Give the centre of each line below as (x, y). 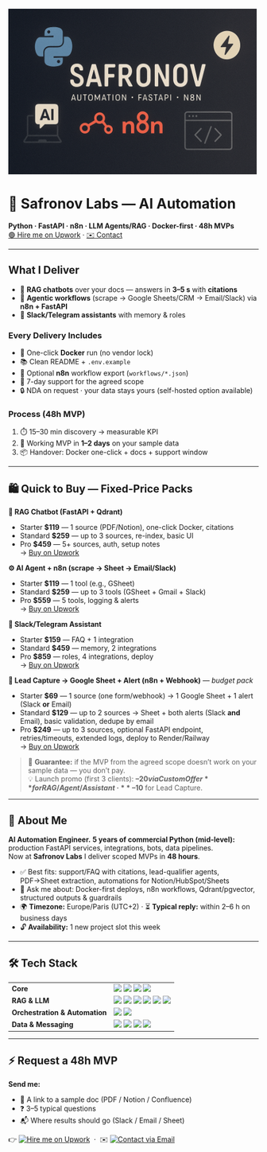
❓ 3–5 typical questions (58, 1108)
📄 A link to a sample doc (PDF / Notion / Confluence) (106, 1099)
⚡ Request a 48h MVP (63, 1061)
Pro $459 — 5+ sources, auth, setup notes (90, 544)
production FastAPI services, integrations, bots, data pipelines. (111, 847)
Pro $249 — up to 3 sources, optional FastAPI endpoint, (112, 730)
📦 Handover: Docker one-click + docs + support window (114, 452)
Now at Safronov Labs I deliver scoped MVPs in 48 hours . (104, 856)
